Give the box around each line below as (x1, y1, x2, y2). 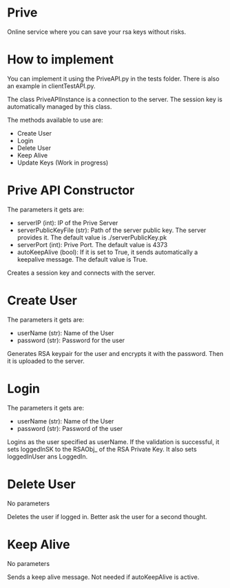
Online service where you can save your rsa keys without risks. (7, 28, 187, 36)
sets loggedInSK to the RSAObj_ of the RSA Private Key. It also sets (7, 445, 198, 453)
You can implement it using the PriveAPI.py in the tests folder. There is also (7, 74, 220, 83)
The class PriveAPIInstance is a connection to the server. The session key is (7, 95, 222, 103)
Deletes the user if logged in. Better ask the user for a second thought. (7, 512, 208, 521)
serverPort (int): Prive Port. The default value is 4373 (17, 240, 168, 249)
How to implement (7, 52, 114, 67)
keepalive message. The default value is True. (17, 255, 148, 263)
